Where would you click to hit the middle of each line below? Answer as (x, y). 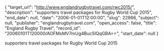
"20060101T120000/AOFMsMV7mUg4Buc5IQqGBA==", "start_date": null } (82, 33)
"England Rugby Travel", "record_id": (43, 28)
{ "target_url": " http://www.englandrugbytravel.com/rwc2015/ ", (70, 7)
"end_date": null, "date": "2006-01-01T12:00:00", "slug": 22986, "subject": (82, 18)
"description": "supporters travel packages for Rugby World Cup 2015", (79, 12)
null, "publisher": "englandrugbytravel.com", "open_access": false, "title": (81, 23)
